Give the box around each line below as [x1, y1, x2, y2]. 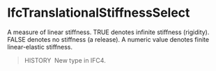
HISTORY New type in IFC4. [24, 56, 106, 64]
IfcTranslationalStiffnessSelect [7, 5, 190, 21]
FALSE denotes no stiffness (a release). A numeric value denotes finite [7, 35, 210, 43]
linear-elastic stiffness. [7, 42, 73, 51]
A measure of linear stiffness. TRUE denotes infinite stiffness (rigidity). [7, 28, 210, 36]
